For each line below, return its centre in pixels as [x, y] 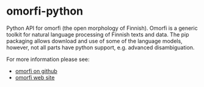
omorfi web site [35, 77]
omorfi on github [36, 71]
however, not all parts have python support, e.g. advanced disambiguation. [100, 47]
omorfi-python [45, 11]
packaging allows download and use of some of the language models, [94, 41]
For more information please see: [48, 59]
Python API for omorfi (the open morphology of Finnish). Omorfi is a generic [102, 28]
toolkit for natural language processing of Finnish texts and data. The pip [98, 34]
